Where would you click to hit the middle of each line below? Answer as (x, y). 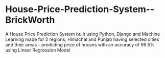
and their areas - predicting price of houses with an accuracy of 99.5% (80, 44)
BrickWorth (30, 20)
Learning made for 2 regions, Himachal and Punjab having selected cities (82, 39)
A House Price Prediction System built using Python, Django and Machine (83, 34)
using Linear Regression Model (38, 50)
